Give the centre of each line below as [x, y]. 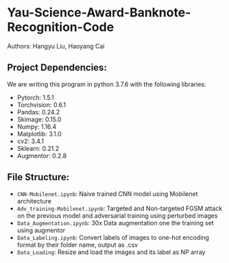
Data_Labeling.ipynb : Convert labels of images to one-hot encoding [113, 237]
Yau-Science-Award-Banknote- [99, 13]
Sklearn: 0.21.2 [38, 148]
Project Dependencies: [57, 67]
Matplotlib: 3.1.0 [39, 134]
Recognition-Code [61, 27]
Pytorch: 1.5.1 [35, 97]
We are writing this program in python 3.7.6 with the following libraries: [107, 84]
